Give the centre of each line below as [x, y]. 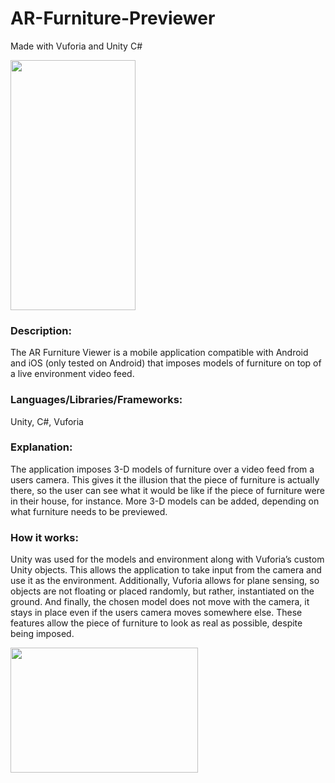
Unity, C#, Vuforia [47, 421]
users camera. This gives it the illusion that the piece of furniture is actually [165, 479]
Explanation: [41, 447]
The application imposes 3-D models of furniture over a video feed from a [162, 469]
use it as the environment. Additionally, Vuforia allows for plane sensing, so [165, 581]
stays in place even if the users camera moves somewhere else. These [156, 613]
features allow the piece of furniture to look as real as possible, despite [156, 623]
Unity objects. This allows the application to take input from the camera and [166, 570]
